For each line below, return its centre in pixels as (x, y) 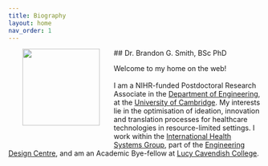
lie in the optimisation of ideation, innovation (187, 111)
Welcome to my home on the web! (170, 69)
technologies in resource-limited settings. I (184, 128)
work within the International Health (173, 136)
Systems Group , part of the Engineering (179, 145)
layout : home (30, 23)
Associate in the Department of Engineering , (187, 94)
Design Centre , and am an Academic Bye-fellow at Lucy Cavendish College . (134, 153)
